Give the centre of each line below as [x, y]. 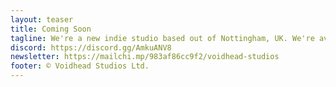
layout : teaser [42, 19]
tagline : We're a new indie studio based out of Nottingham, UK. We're [162, 38]
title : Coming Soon [51, 29]
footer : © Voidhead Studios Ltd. [80, 66]
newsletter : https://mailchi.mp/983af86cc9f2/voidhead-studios [145, 57]
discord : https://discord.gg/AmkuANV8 [91, 47]
